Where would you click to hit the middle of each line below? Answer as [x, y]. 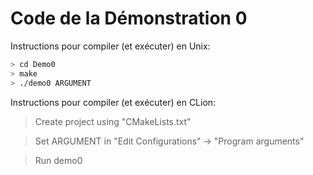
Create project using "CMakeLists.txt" [113, 121]
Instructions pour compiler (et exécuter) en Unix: [110, 46]
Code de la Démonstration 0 [129, 18]
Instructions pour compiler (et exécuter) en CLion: [113, 102]
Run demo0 [58, 160]
